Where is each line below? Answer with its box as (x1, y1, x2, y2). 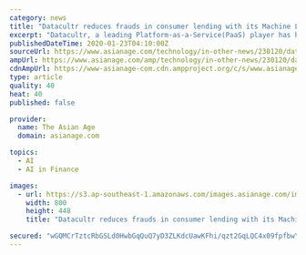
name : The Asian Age (17, 123, 96, 132)
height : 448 (25, 207, 71, 216)
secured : (9, 231, 43, 241)
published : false (9, 97, 76, 107)
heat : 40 (9, 89, 43, 98)
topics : (9, 148, 39, 158)
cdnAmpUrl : (9, 65, 51, 74)
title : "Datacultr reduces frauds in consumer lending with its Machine (9, 22, 291, 31)
